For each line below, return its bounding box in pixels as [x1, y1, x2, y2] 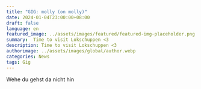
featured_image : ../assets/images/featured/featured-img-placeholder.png [6, 31, 196, 37]
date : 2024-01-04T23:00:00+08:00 [6, 14, 90, 20]
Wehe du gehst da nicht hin [6, 76, 75, 83]
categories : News [6, 54, 50, 60]
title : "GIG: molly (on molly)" [6, 8, 87, 15]
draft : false [6, 20, 39, 26]
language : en [6, 25, 39, 32]
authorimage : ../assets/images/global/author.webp [6, 48, 136, 54]
